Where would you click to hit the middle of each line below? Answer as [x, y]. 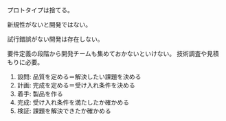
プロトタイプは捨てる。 [40, 10]
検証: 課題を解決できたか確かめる [64, 111]
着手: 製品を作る [40, 94]
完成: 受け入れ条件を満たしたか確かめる [73, 102]
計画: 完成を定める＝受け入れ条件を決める [76, 85]
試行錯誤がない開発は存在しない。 [55, 39]
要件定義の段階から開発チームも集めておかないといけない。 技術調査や [107, 54]
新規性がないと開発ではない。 [49, 25]
